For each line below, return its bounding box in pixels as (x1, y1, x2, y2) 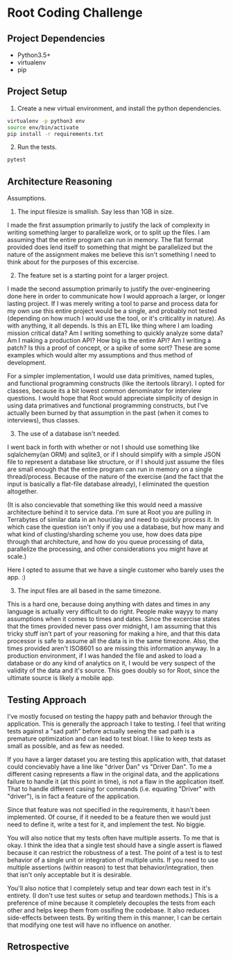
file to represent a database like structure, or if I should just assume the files (7, 458, 225, 466)
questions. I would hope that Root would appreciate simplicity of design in (7, 394, 218, 402)
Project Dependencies (7, 33, 105, 44)
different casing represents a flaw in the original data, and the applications (7, 770, 220, 778)
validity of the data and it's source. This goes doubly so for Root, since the (7, 666, 220, 674)
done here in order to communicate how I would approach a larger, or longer (7, 292, 225, 300)
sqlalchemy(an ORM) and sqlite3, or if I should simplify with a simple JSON (7, 450, 221, 459)
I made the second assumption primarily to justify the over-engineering (7, 285, 210, 293)
